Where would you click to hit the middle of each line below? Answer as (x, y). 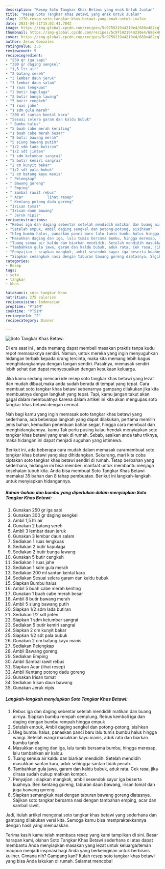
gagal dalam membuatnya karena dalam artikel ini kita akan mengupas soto (81, 399)
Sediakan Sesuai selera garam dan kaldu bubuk (61, 578)
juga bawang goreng (34, 790)
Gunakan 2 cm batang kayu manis (47, 641)
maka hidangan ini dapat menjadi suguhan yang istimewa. (64, 440)
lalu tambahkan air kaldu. (38, 753)
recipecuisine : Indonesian (33, 302)
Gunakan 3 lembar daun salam (44, 536)
